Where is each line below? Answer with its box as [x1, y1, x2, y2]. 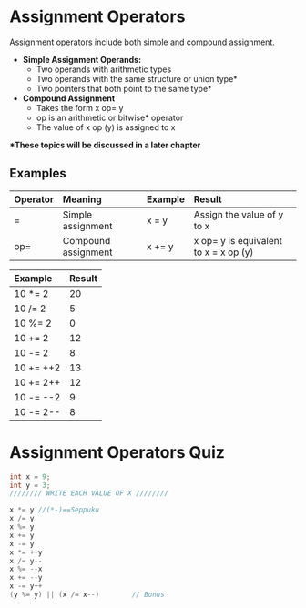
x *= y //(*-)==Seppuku [9, 505, 100, 515]
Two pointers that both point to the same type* [36, 83, 212, 94]
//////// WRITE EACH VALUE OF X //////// [9, 489, 169, 498]
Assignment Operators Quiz [9, 441, 226, 462]
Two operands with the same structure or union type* [36, 73, 239, 84]
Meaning [62, 193, 102, 206]
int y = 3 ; [9, 481, 51, 490]
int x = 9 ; [9, 471, 51, 481]
